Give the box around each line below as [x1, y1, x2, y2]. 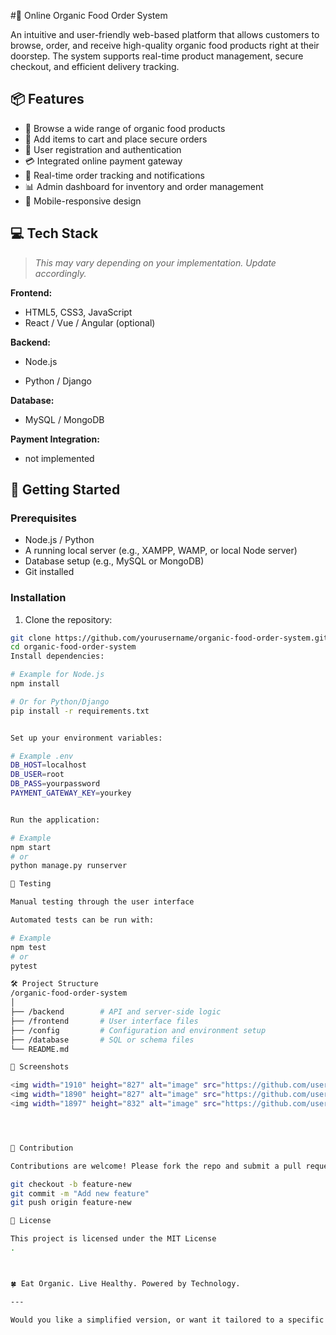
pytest [10, 961, 38, 971]
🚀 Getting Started [10, 481, 121, 499]
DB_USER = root [10, 770, 65, 780]
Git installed [24, 566, 75, 578]
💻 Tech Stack [10, 225, 99, 242]
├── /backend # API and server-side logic [10, 1007, 222, 1017]
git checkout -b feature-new [10, 1179, 132, 1189]
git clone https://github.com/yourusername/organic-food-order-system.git [10, 633, 329, 643]
